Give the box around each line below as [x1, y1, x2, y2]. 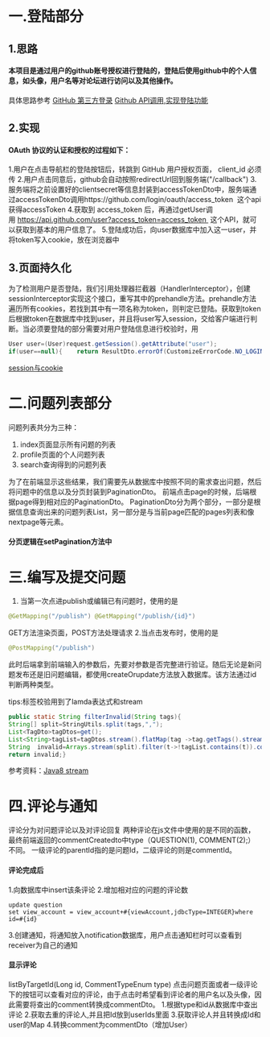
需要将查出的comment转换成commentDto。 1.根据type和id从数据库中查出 [14, 999, 258, 1009]
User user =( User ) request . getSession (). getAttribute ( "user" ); [8, 340, 218, 349]
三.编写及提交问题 [8, 568, 126, 586]
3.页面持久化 [8, 261, 72, 275]
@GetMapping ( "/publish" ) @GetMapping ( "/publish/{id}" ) [8, 613, 196, 621]
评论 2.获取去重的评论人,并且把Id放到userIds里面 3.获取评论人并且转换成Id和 [8, 1010, 261, 1019]
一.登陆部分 [8, 7, 84, 26]
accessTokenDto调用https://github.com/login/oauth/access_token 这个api [14, 195, 261, 205]
